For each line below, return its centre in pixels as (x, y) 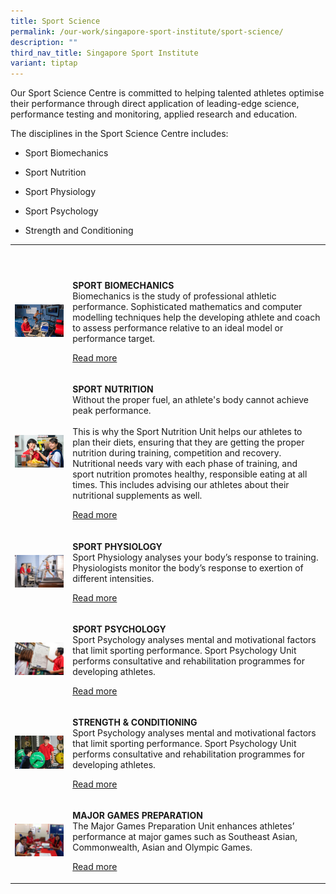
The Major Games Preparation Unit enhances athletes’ (183, 826)
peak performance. (112, 411)
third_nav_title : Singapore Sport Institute (104, 53)
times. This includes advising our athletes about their (181, 485)
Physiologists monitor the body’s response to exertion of (188, 567)
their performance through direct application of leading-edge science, (155, 104)
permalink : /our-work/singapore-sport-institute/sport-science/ (147, 31)
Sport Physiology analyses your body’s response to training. (195, 557)
